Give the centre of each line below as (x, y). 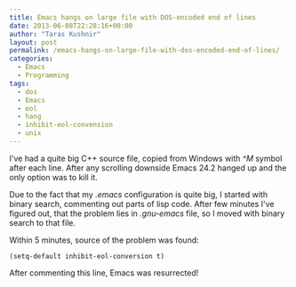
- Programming (43, 76)
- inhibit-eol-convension (65, 125)
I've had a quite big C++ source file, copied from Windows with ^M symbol (146, 158)
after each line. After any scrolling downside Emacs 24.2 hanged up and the (148, 167)
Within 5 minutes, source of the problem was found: (104, 240)
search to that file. (42, 222)
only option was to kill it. (53, 177)
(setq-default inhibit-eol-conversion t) (87, 256)
